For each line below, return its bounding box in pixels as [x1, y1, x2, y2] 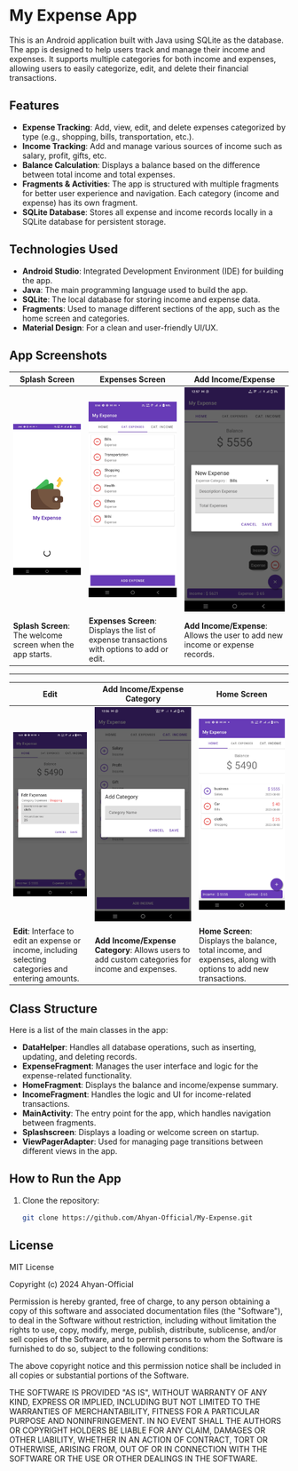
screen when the [12, 639, 74, 649]
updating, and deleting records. [21, 1052, 137, 1062]
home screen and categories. [21, 313, 130, 323]
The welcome [12, 630, 63, 640]
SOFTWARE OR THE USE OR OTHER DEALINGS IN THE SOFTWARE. [9, 1453, 258, 1464]
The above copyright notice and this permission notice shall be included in [9, 1360, 281, 1371]
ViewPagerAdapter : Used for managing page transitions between [21, 1136, 263, 1147]
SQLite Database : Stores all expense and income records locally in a [21, 206, 273, 218]
